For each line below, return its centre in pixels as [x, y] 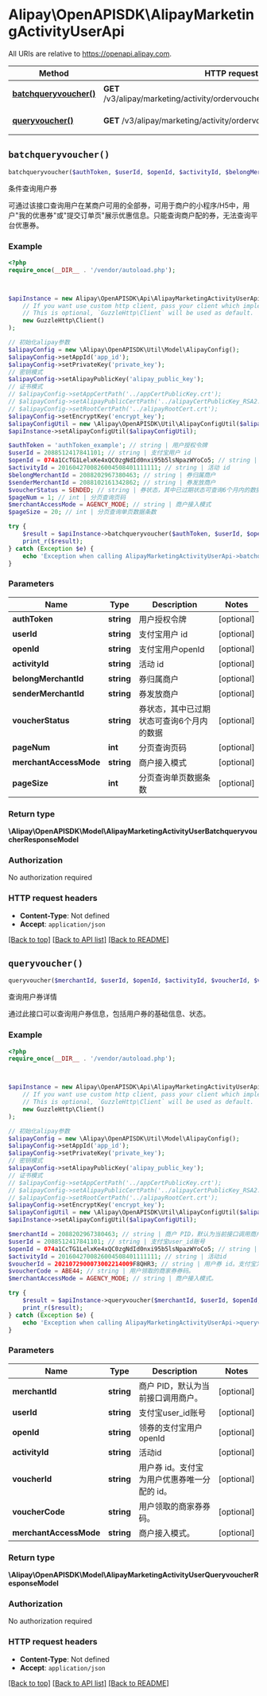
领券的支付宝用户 [170, 1428]
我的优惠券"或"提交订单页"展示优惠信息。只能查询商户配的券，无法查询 [135, 215]
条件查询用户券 [33, 188]
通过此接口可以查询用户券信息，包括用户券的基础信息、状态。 [109, 1014]
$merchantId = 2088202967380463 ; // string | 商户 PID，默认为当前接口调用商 [132, 1234]
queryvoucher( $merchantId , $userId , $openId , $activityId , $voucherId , [129, 981]
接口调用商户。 [174, 1398]
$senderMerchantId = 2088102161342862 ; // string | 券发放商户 [112, 482]
